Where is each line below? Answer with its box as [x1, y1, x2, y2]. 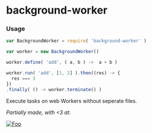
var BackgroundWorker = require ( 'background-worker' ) [6, 38, 147, 44]
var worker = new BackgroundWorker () [6, 48, 99, 55]
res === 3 [11, 75, 35, 82]
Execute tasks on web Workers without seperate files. [6, 97, 137, 104]
